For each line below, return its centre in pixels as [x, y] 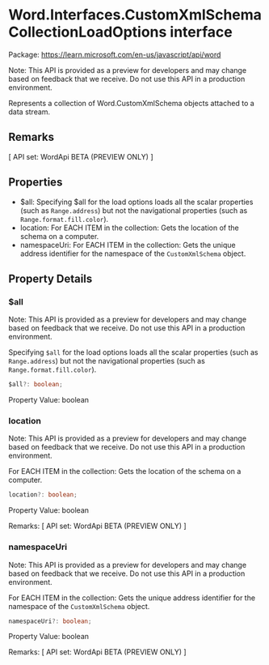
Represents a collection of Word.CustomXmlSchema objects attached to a [131, 103]
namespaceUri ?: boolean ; [50, 621]
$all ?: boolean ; [36, 385]
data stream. [29, 112]
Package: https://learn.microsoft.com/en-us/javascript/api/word [115, 54]
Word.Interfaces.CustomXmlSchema [135, 15]
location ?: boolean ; [43, 495]
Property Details [50, 278]
